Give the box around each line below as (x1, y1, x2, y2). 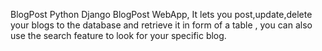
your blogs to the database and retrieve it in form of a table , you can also (10, 19, 313, 31)
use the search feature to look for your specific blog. (10, 30, 227, 41)
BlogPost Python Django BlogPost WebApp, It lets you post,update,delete (10, 9, 313, 20)
